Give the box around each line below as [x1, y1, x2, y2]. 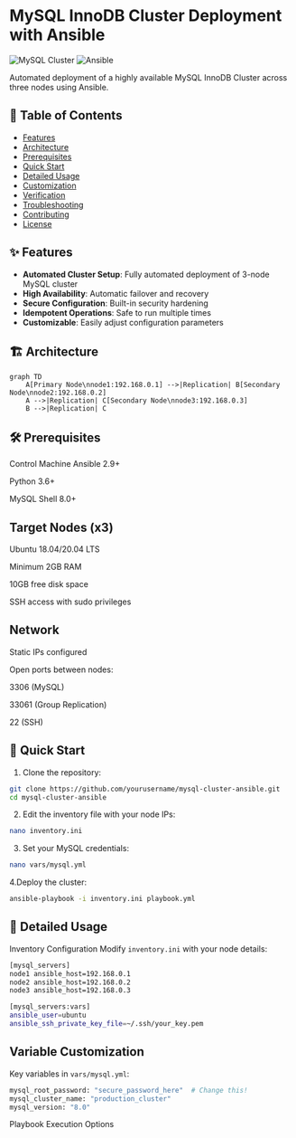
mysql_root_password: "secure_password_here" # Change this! [9, 1086, 248, 1095]
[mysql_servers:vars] [9, 1002, 91, 1011]
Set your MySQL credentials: [22, 843, 129, 854]
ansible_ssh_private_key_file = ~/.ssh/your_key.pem [9, 1019, 204, 1029]
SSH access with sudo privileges [9, 596, 132, 607]
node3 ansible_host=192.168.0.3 [9, 986, 131, 995]
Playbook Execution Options [9, 1119, 115, 1130]
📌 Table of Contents [9, 108, 123, 123]
